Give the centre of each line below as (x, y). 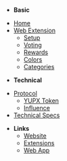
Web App (37, 150)
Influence (37, 108)
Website (35, 136)
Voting (32, 45)
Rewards (36, 52)
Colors (33, 60)
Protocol (25, 93)
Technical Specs (37, 115)
